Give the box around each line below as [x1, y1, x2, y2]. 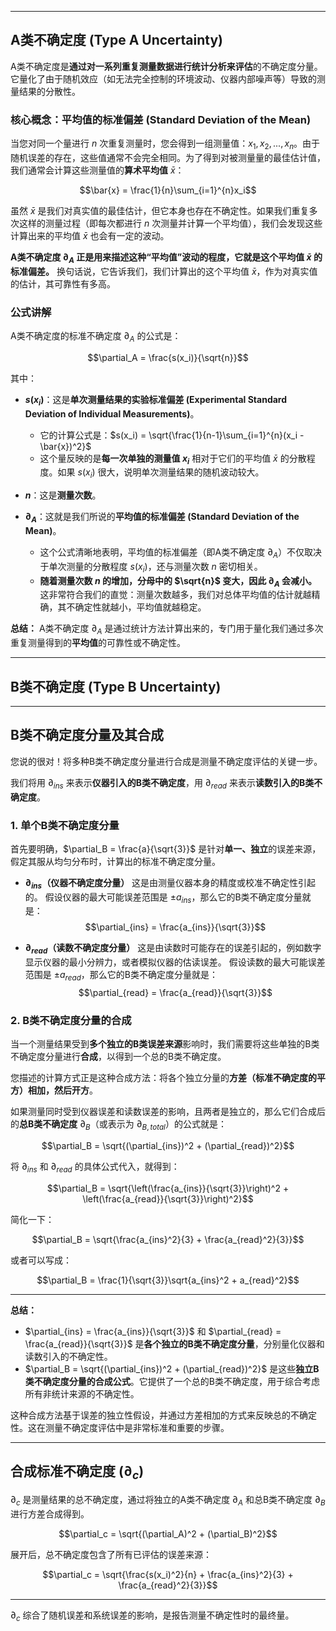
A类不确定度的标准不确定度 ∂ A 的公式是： [10, 330, 182, 344]
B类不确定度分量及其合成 [10, 727, 164, 744]
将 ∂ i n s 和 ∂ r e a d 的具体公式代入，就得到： [10, 1161, 180, 1175]
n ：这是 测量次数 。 [24, 489, 102, 501]
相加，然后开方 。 [27, 1084, 98, 1096]
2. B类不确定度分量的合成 [10, 1014, 132, 1027]
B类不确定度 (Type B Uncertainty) [10, 678, 222, 695]
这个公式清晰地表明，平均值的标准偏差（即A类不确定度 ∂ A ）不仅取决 [39, 546, 323, 560]
